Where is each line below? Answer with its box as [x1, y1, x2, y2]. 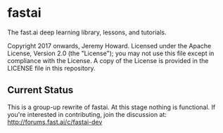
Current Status [7, 84, 74, 96]
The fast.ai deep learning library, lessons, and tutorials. [7, 28, 167, 36]
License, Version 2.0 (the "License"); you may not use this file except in [7, 49, 215, 57]
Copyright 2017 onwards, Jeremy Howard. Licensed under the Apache [7, 41, 212, 50]
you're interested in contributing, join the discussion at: [7, 110, 167, 118]
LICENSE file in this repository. [7, 64, 96, 72]
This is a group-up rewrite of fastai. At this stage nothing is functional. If [7, 103, 216, 111]
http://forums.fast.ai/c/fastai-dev [7, 118, 103, 126]
